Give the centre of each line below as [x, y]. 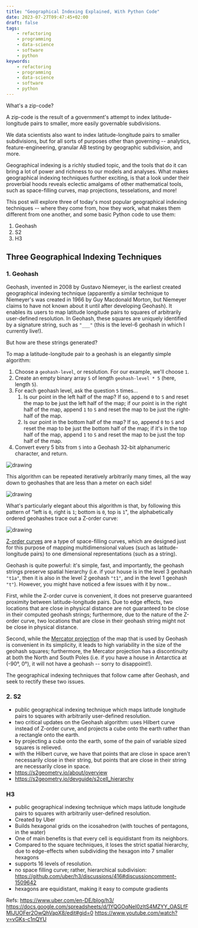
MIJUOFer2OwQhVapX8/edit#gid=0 [50, 913]
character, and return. [41, 453]
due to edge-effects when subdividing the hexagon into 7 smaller [94, 851]
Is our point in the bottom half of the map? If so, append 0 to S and [104, 422]
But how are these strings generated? [52, 342]
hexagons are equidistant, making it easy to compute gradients [91, 889]
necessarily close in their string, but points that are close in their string [100, 760]
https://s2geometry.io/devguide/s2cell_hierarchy [74, 779]
